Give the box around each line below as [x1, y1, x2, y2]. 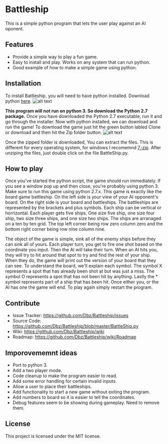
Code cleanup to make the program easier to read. [12, 373, 117, 379]
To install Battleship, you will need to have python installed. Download [5, 93, 150, 99]
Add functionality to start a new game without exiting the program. [12, 389, 150, 395]
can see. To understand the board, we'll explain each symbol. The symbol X [5, 263, 162, 269]
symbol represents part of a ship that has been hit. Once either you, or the [5, 279, 159, 285]
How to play [5, 164, 43, 173]
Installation [5, 79, 41, 88]
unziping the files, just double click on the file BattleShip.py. [5, 150, 129, 156]
